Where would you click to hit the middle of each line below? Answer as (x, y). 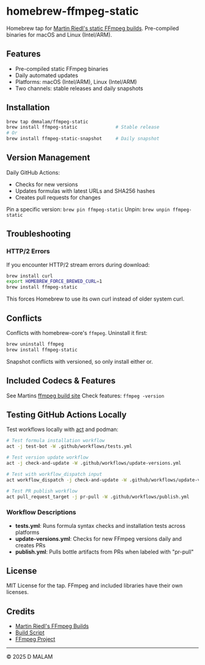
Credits (21, 611)
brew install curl (30, 276)
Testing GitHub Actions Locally (67, 415)
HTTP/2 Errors (28, 251)
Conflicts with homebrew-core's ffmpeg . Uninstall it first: (77, 333)
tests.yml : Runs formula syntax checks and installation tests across (100, 525)
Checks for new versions (46, 184)
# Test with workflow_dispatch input (54, 474)
